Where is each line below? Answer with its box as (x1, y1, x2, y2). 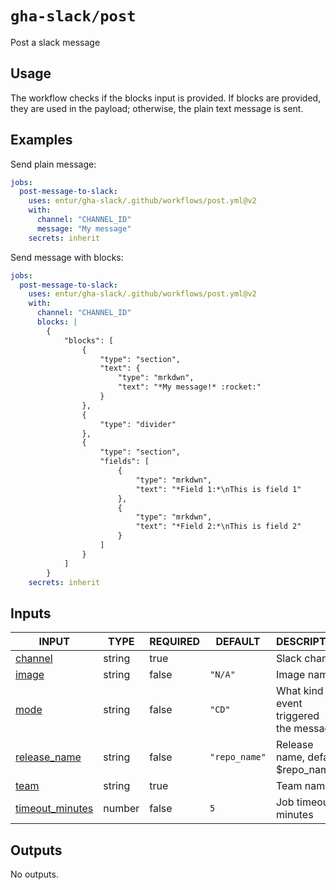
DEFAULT (215, 635, 261, 649)
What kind (275, 684, 324, 698)
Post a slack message (10, 36, 101, 48)
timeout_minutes (15, 802, 94, 816)
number (103, 802, 140, 816)
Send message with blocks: (10, 251, 124, 263)
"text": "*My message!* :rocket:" (117, 382, 262, 392)
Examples (10, 132, 73, 149)
